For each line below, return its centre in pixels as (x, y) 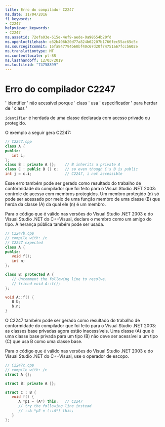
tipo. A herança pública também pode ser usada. (55, 224)
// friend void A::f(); (36, 284)
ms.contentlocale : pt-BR (31, 56)
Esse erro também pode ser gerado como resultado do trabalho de (73, 183)
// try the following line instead (55, 406)
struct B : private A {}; (31, 384)
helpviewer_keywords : (27, 28)
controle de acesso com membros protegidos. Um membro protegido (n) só (82, 194)
